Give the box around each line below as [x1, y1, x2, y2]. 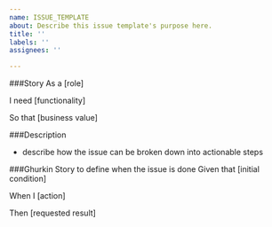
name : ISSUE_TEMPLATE [9, 12, 90, 22]
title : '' [9, 29, 46, 38]
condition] [9, 174, 47, 184]
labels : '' [9, 37, 50, 47]
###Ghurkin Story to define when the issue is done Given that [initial [9, 164, 260, 175]
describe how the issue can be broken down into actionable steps [21, 147, 264, 158]
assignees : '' [9, 46, 62, 55]
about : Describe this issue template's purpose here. [9, 21, 213, 30]
